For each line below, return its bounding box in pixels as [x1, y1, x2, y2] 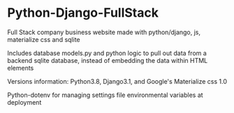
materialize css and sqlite [7, 35, 80, 43]
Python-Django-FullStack [7, 5, 159, 21]
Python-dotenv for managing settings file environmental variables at [7, 91, 204, 99]
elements [7, 63, 34, 72]
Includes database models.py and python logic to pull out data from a [7, 49, 207, 57]
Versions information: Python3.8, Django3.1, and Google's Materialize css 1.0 [7, 77, 227, 85]
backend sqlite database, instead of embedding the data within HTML [7, 56, 208, 64]
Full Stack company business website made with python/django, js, [7, 28, 201, 36]
